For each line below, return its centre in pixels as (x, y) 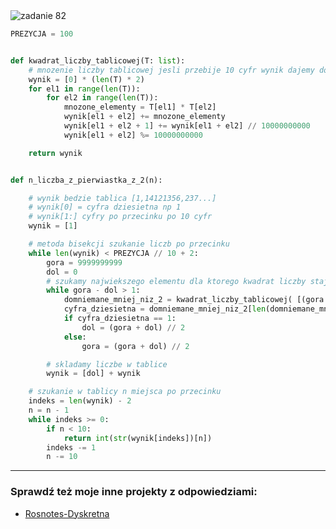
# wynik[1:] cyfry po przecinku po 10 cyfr (120, 217)
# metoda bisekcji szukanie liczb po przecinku (129, 244)
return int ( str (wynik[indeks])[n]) (138, 438)
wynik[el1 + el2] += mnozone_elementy (144, 117)
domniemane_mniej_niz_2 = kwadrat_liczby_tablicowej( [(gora (194, 300)
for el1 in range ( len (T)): (84, 89)
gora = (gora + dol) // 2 (135, 346)
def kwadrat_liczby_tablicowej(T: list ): (98, 60)
